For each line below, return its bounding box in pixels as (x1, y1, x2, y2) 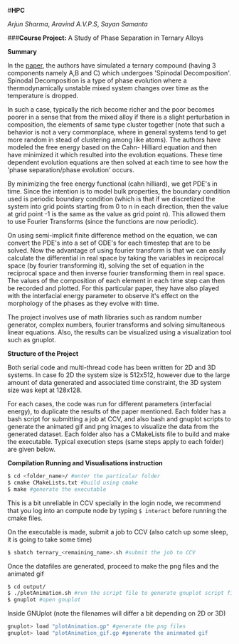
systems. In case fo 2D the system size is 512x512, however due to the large (7, 371, 230, 379)
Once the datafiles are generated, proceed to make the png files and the (7, 561, 219, 570)
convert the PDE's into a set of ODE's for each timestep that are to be (7, 238, 211, 247)
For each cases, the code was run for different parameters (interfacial (7, 400, 212, 408)
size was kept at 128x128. (7, 386, 83, 394)
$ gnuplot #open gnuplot (7, 596, 81, 603)
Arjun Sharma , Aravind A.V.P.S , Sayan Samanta (7, 20, 148, 28)
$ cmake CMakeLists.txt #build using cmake (7, 479, 139, 486)
